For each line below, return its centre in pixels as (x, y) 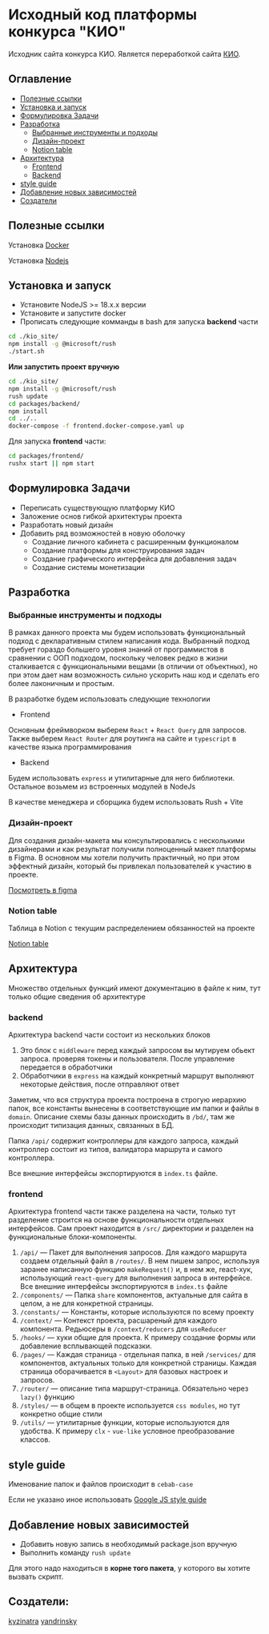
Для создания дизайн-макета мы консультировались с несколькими (127, 840)
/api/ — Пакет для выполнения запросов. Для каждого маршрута (133, 1253)
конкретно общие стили (61, 1414)
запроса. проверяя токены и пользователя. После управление (127, 1059)
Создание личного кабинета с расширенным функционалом (135, 541)
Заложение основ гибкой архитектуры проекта (101, 516)
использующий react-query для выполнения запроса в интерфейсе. (136, 1278)
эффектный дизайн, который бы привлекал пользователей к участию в (130, 865)
